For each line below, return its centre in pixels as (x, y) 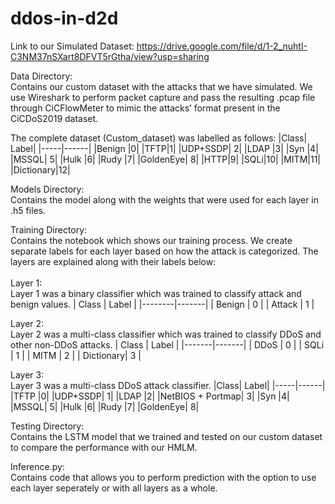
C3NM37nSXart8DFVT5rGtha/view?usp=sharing (110, 56)
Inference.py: (37, 466)
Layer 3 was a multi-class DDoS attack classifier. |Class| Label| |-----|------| (168, 385)
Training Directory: (49, 229)
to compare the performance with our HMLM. (104, 447)
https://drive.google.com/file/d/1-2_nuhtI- (222, 46)
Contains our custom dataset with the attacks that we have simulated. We (161, 86)
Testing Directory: (47, 426)
